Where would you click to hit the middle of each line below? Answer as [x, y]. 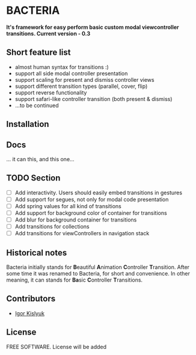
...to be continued [37, 105]
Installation [28, 124]
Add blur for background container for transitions [76, 220]
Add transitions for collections [52, 227]
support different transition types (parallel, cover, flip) [81, 86]
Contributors [31, 299]
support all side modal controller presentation [71, 73]
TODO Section [33, 178]
